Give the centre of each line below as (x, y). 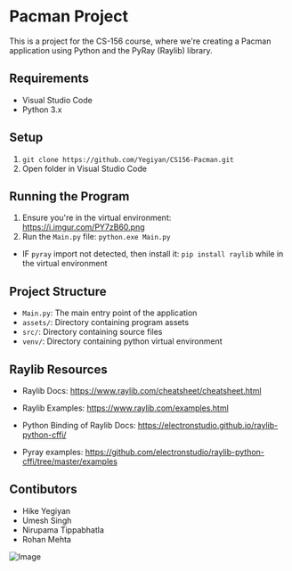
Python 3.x (42, 110)
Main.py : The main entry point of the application (109, 313)
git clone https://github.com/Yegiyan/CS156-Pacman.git (128, 159)
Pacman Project (69, 16)
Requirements (49, 79)
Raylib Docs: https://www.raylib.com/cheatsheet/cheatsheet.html (142, 391)
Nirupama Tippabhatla (63, 530)
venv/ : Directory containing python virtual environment (122, 341)
